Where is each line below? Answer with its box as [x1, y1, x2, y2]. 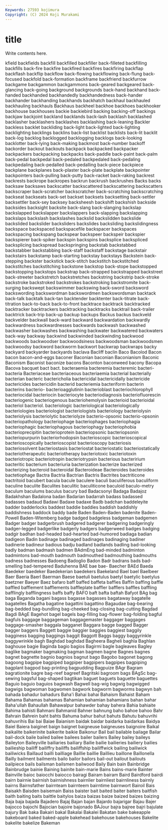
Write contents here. [5, 50, 48, 56]
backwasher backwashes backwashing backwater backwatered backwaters [5, 328, 163, 334]
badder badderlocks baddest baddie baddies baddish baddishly [5, 504, 138, 510]
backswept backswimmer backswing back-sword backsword [22, 285, 149, 291]
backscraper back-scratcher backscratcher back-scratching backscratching [5, 188, 163, 194]
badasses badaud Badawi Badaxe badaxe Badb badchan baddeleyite [5, 499, 148, 505]
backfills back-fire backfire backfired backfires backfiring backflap [5, 65, 144, 72]
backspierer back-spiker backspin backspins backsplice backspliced [5, 237, 148, 243]
